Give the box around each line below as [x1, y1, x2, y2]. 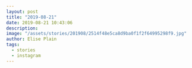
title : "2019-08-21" [6, 14, 57, 20]
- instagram [11, 53, 41, 59]
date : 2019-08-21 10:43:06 [6, 20, 73, 25]
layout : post [6, 8, 39, 15]
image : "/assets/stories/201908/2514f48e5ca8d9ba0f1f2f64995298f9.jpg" [6, 31, 187, 37]
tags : [6, 42, 20, 48]
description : [6, 25, 39, 31]
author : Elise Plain [6, 36, 57, 42]
